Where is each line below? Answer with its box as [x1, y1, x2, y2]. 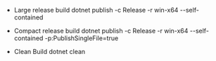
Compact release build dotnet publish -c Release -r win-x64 [13, 27, 189, 35]
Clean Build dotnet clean [13, 48, 86, 55]
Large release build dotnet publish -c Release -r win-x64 [13, 6, 179, 14]
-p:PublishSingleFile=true [44, 34, 119, 42]
